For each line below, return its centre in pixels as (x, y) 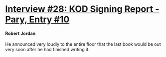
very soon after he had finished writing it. (47, 50)
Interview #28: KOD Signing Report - (82, 9)
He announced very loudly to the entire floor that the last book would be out (83, 44)
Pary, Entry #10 (37, 19)
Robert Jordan (20, 33)
